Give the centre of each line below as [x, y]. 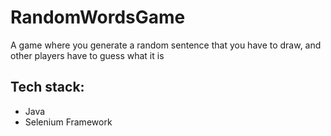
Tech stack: [47, 87]
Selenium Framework [68, 122]
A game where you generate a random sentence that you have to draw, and [166, 45]
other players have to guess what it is [87, 55]
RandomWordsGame [98, 17]
